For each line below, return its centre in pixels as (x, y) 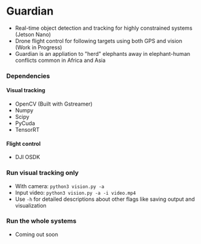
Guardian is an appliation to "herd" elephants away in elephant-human (103, 53)
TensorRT (27, 130)
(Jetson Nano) (33, 34)
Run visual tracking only (42, 173)
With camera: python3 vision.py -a (60, 186)
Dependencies (28, 76)
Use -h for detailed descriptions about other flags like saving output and (105, 199)
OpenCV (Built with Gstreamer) (54, 104)
